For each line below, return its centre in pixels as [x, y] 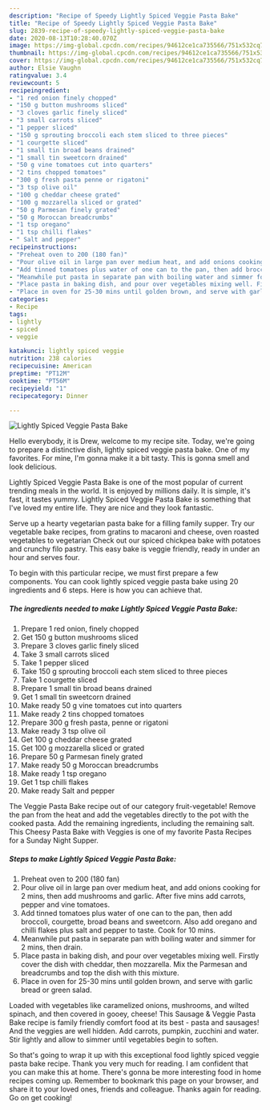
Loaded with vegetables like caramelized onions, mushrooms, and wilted [129, 1006]
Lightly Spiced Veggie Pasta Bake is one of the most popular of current [126, 482]
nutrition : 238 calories [50, 359]
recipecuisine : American [50, 366]
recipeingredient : [40, 90]
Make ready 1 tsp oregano [64, 774]
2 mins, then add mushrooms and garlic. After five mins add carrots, [133, 897]
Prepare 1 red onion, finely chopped [80, 629]
